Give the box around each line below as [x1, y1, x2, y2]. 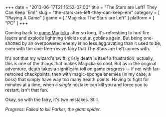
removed [5, 71, 23, 77]
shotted [5, 40, 21, 46]
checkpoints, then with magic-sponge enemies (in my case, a [24, 71, 151, 77]
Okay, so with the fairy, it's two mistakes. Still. [5, 97, 99, 103]
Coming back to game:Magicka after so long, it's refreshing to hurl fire [5, 30, 150, 35]
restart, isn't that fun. [5, 87, 48, 93]
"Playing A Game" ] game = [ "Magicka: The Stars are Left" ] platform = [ [5, 15, 155, 20]
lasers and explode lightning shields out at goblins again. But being [5, 35, 143, 41]
